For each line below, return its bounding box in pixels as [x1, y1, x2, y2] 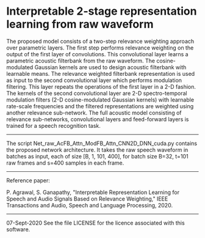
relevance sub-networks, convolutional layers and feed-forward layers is [6, 115, 189, 123]
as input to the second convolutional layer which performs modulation [6, 76, 182, 84]
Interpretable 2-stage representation [6, 4, 197, 18]
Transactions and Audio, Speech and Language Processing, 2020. [6, 201, 173, 209]
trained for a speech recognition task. [6, 122, 101, 129]
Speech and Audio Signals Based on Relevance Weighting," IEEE [6, 195, 168, 203]
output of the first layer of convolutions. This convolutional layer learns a [6, 50, 189, 58]
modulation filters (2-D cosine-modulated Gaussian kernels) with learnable [6, 96, 194, 103]
